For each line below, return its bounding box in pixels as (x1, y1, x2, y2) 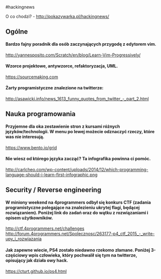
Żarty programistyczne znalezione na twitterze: (5, 85, 103, 91)
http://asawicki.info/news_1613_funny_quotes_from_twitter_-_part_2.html (5, 96, 149, 102)
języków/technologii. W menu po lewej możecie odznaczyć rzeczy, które (5, 128, 155, 134)
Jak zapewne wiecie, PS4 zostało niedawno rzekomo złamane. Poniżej (5, 247, 150, 253)
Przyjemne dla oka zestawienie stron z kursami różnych (5, 123, 120, 129)
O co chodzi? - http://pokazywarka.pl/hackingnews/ (5, 14, 109, 19)
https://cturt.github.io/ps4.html (5, 268, 67, 274)
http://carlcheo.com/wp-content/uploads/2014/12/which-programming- (5, 166, 149, 172)
